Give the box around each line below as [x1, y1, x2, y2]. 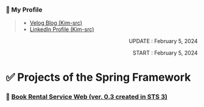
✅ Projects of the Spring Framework [5, 71, 191, 85]
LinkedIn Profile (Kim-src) [29, 26, 94, 33]
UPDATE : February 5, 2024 [128, 38, 198, 45]
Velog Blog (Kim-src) [29, 19, 83, 27]
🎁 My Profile [5, 5, 43, 14]
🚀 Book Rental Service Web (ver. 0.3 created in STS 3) [5, 92, 168, 101]
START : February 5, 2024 [132, 49, 198, 57]
